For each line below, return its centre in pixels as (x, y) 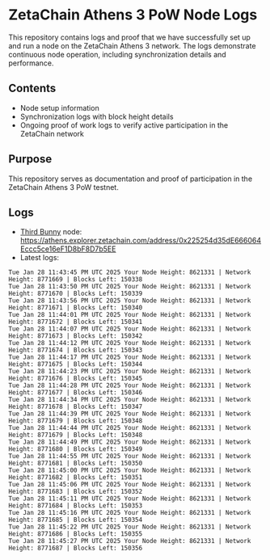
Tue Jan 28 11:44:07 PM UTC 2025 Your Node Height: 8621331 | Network (130, 329)
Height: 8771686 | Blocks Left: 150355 (76, 534)
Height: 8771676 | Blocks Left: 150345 (76, 379)
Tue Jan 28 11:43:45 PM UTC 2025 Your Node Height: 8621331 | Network (130, 272)
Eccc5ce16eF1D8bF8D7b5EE (68, 249)
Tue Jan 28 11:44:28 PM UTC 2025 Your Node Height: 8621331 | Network (130, 385)
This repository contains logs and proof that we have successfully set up (129, 37)
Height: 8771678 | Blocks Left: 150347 (76, 407)
